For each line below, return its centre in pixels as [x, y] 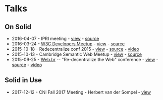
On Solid [18, 27]
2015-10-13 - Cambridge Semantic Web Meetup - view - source [77, 54]
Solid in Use [23, 80]
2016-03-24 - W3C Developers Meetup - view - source [68, 44]
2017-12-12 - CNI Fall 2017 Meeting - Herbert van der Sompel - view [81, 92]
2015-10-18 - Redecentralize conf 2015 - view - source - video [75, 49]
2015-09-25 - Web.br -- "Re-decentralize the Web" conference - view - [85, 59]
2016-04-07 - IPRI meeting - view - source [55, 38]
